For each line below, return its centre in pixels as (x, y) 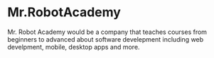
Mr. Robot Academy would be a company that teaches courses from (107, 32)
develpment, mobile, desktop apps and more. (74, 47)
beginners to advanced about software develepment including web (106, 39)
